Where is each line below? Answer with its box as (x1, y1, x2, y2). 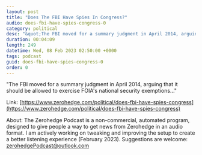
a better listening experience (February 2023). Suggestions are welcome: (6, 136, 188, 143)
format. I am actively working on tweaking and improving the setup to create (6, 129, 195, 136)
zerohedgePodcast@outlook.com (6, 142, 90, 150)
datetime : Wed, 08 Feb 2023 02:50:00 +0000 (6, 48, 117, 54)
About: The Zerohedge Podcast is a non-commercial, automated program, (6, 117, 190, 124)
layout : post (6, 8, 39, 15)
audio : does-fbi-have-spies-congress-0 (6, 20, 106, 26)
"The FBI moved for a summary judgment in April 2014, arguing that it (6, 81, 178, 88)
